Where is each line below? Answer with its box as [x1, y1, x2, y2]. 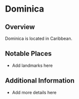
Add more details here [12, 89, 57, 95]
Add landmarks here [12, 62, 53, 68]
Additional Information [5, 77, 75, 85]
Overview [5, 23, 35, 31]
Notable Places [5, 49, 52, 58]
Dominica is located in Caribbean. [5, 35, 73, 41]
